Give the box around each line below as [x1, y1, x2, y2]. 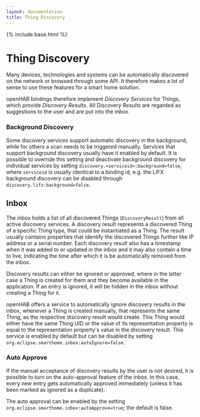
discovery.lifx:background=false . [6, 181, 90, 188]
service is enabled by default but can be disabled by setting [6, 332, 153, 339]
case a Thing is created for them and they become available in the [6, 276, 168, 283]
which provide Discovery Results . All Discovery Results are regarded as [6, 102, 182, 109]
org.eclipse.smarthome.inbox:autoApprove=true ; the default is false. [6, 404, 174, 411]
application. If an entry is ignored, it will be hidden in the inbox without [6, 283, 179, 290]
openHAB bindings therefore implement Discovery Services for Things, [6, 95, 180, 103]
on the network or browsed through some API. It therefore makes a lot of [6, 78, 185, 85]
